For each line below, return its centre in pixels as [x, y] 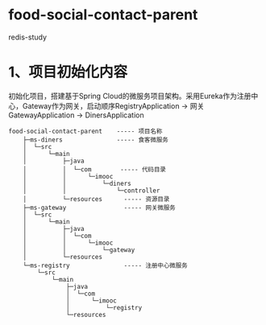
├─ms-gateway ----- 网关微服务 [99, 208]
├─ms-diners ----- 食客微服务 [96, 140]
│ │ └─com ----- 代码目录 [95, 169]
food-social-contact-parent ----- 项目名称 [85, 131]
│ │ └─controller [91, 191]
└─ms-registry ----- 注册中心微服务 [105, 265]
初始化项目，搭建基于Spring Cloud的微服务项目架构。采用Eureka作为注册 [130, 96]
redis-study [27, 37]
